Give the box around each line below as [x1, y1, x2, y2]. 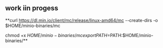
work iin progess [5, 4, 58, 12]
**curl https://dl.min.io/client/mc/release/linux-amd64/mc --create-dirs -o [5, 17, 158, 23]
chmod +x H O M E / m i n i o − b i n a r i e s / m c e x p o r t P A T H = [5, 32, 110, 38]
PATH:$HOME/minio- [109, 32, 153, 38]
